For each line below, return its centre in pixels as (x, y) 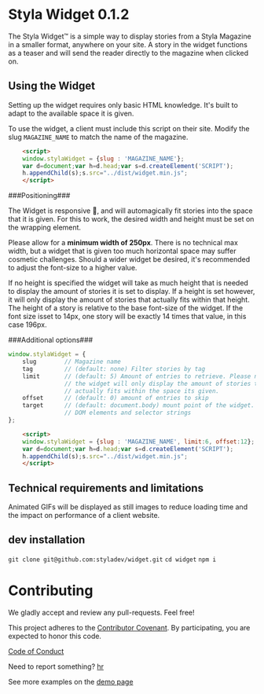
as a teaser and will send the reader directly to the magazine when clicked (128, 53)
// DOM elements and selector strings (128, 413)
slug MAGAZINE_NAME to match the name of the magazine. (98, 137)
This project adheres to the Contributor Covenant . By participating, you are (129, 627)
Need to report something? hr (56, 666)
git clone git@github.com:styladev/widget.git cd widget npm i (112, 560)
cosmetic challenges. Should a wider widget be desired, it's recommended (129, 259)
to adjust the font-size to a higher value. (73, 268)
